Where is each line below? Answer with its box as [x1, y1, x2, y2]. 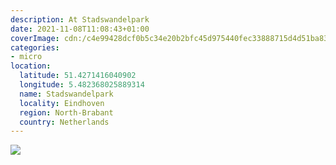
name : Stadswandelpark [19, 89, 114, 99]
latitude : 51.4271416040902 [19, 71, 137, 81]
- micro [10, 52, 43, 62]
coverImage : [10, 33, 60, 43]
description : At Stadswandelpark [10, 14, 150, 25]
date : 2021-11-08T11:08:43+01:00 [10, 24, 150, 34]
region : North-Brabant [19, 107, 114, 118]
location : [10, 61, 52, 71]
